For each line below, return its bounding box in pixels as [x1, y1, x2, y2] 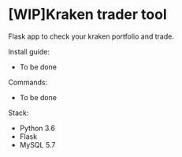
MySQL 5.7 [19, 140, 56, 149]
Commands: [8, 77, 48, 87]
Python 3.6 [19, 123, 55, 133]
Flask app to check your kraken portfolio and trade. [8, 32, 175, 41]
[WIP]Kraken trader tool [8, 6, 167, 24]
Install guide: [8, 47, 50, 56]
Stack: [8, 108, 29, 118]
